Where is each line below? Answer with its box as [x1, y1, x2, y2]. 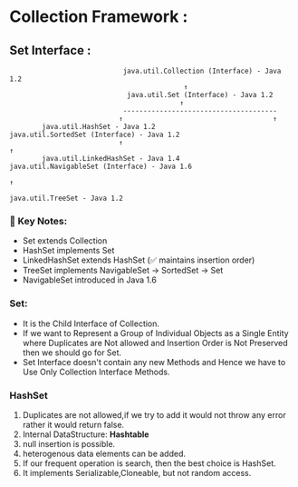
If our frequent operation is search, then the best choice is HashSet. [22, 457, 276, 469]
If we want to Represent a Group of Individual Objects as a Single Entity [22, 327, 289, 338]
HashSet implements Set [22, 245, 115, 256]
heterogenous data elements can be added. [22, 448, 187, 459]
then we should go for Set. [22, 347, 122, 358]
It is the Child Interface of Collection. [22, 318, 160, 329]
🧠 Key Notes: [9, 214, 68, 227]
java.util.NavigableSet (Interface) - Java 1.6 [9, 162, 193, 171]
